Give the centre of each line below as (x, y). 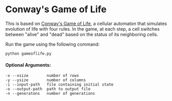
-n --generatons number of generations (50, 94)
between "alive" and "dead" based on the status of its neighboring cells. (82, 34)
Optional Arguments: (28, 65)
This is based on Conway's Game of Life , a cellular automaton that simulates (86, 23)
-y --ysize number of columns (46, 80)
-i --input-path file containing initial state (60, 85)
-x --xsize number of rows (42, 76)
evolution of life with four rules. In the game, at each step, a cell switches (83, 29)
